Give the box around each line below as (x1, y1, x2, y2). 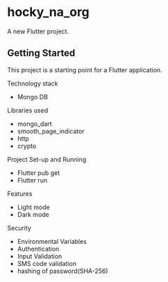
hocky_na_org (7, 4, 90, 20)
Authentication (17, 244, 60, 253)
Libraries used (7, 106, 49, 115)
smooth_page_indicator (17, 126, 85, 135)
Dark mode (17, 210, 50, 219)
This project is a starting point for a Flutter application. (7, 65, 162, 74)
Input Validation (17, 251, 62, 260)
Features (7, 189, 33, 198)
